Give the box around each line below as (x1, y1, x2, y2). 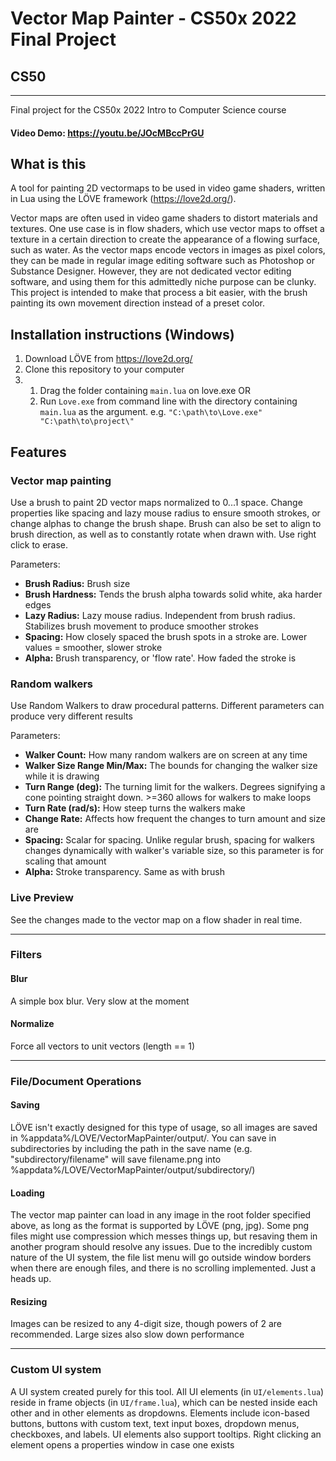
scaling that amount (24, 855, 107, 867)
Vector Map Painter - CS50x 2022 (10, 7, 297, 30)
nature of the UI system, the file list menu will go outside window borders (10, 1252, 312, 1264)
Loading (10, 1187, 45, 1199)
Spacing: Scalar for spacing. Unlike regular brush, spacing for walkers (24, 834, 315, 846)
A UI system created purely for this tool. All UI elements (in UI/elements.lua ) (10, 1385, 325, 1397)
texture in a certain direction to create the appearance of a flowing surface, (10, 233, 321, 246)
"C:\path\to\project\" (39, 417, 135, 427)
